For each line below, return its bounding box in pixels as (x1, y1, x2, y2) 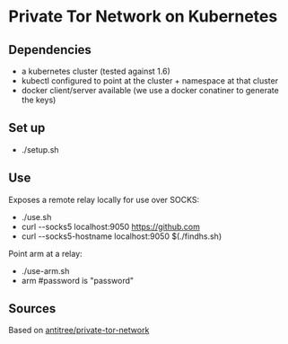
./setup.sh (21, 144, 59, 154)
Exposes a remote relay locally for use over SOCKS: (8, 194, 200, 205)
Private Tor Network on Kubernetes (8, 6, 278, 27)
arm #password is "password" (21, 275, 135, 286)
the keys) (21, 94, 57, 105)
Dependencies (8, 42, 92, 57)
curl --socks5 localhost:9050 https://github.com (21, 221, 201, 232)
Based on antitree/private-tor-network (8, 325, 150, 336)
